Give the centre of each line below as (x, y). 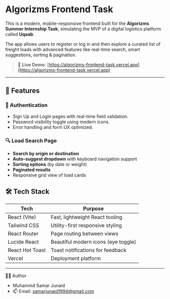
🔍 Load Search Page (31, 141)
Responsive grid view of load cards (49, 175)
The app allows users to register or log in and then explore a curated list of (83, 44)
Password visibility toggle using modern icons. (61, 122)
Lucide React (23, 242)
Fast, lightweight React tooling (86, 217)
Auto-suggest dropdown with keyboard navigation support (75, 159)
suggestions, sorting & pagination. (41, 55)
